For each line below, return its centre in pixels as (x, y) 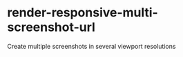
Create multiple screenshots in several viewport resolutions (91, 46)
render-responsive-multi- (83, 13)
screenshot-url (51, 27)
